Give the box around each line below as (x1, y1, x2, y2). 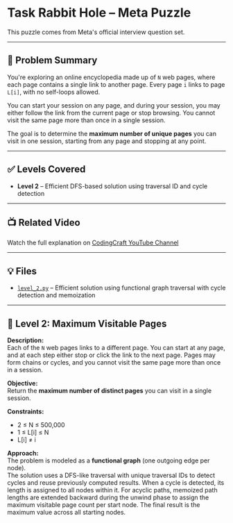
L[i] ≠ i (17, 435, 36, 444)
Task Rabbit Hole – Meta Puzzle (7, 5, 191, 21)
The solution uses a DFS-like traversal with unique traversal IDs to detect (7, 471, 216, 479)
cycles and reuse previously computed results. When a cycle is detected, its (7, 479, 225, 487)
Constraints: (7, 408, 44, 415)
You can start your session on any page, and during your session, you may (7, 101, 221, 109)
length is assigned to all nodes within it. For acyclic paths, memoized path (7, 486, 218, 494)
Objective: (7, 379, 38, 387)
